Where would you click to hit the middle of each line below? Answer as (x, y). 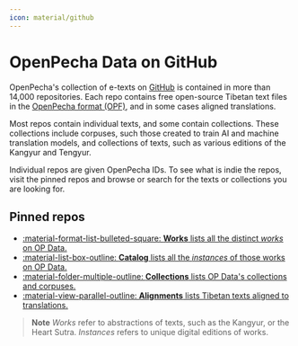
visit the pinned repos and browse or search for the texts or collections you (148, 179)
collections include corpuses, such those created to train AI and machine (145, 133)
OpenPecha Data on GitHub (114, 62)
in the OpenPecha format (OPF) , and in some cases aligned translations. (143, 106)
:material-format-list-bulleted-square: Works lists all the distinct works (153, 238)
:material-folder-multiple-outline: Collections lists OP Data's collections (154, 277)
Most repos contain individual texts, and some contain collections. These (145, 123)
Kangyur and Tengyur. (50, 152)
